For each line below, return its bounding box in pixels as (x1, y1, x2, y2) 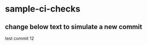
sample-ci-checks (5, 3, 81, 15)
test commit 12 (5, 35, 34, 41)
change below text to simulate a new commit (5, 23, 143, 31)
